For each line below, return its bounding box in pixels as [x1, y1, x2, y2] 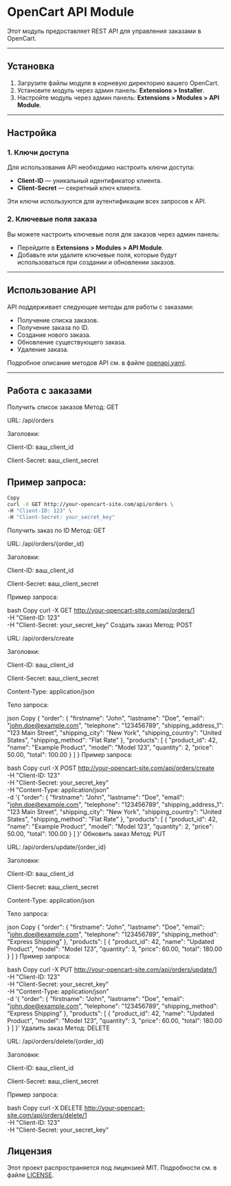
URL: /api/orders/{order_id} [7, 539, 85, 547]
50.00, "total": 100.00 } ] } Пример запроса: [7, 750, 133, 758]
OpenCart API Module [7, 4, 135, 20]
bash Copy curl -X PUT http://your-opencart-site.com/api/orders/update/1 [7, 965, 217, 974]
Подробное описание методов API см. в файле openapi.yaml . [7, 358, 187, 366]
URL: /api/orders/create [7, 634, 74, 642]
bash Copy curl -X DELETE [7, 1103, 83, 1112]
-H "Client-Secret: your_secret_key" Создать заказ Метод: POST [7, 620, 193, 629]
